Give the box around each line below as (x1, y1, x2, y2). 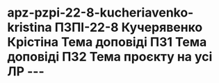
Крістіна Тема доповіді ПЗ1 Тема (7, 35, 207, 50)
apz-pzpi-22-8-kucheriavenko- (7, 5, 194, 21)
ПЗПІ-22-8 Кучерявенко (54, 19, 203, 35)
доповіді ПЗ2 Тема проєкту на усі (7, 49, 213, 65)
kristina (7, 19, 52, 35)
